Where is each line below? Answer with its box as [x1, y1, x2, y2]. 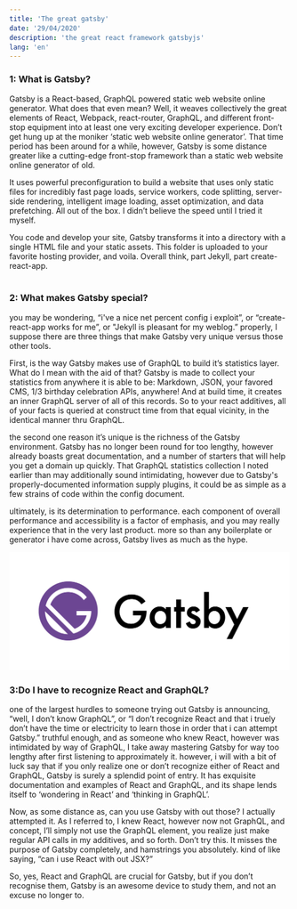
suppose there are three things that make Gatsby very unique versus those [9, 330, 284, 342]
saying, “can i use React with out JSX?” [9, 854, 154, 864]
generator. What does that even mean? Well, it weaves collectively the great [9, 102, 287, 113]
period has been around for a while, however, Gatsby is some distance [9, 141, 268, 151]
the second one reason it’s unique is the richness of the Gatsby [9, 432, 241, 442]
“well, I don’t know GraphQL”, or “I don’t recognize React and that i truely [9, 713, 276, 725]
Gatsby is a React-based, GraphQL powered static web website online [9, 93, 266, 104]
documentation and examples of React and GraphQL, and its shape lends [9, 780, 277, 791]
